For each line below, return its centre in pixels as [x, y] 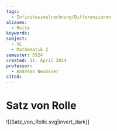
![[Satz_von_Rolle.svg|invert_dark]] [48, 122]
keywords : [18, 33]
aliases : [17, 22]
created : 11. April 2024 [36, 60]
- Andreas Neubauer [35, 71]
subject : [17, 39]
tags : [13, 11]
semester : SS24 [25, 55]
